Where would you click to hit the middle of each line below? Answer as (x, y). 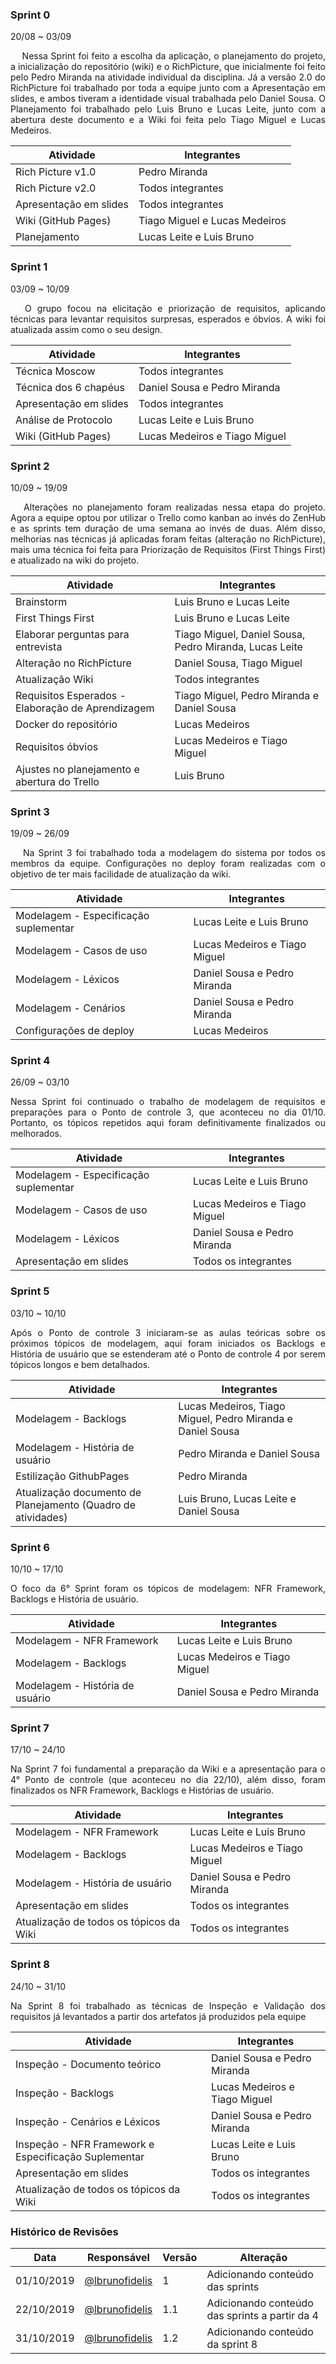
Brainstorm (41, 601)
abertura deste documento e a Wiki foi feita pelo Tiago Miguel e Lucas (168, 120)
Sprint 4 (30, 1061)
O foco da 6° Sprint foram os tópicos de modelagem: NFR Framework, (168, 1589)
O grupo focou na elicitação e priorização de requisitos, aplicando (175, 308)
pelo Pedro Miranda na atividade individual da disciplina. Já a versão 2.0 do (168, 77)
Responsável (118, 2257)
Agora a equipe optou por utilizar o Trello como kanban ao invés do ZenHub (168, 517)
